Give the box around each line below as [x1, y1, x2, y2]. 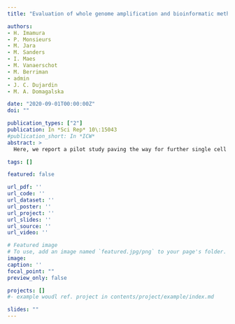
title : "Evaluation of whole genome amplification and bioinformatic [7, 10, 215, 17]
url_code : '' [7, 190, 45, 197]
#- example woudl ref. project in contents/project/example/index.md [7, 293, 215, 301]
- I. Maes [7, 55, 36, 63]
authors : [7, 22, 33, 30]
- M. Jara [7, 43, 36, 50]
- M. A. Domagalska [7, 88, 64, 95]
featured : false [7, 171, 55, 178]
